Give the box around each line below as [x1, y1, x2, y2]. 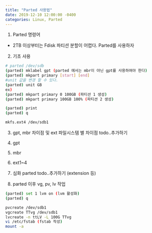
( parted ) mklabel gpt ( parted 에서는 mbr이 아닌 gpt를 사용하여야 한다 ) [5, 68, 147, 73]
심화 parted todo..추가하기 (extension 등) [12, 170, 97, 176]
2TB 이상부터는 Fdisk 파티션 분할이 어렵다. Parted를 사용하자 [12, 42, 135, 48]
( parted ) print [5, 106, 38, 111]
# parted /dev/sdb [5, 63, 44, 69]
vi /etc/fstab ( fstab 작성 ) [5, 219, 63, 224]
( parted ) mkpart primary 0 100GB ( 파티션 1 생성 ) [5, 92, 107, 97]
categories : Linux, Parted [5, 17, 63, 22]
